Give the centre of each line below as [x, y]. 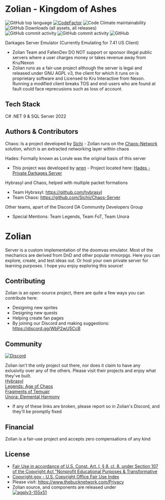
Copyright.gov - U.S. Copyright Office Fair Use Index [66, 476]
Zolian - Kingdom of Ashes [61, 9]
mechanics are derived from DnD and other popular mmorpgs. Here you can [82, 255]
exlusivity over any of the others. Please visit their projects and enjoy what [81, 371]
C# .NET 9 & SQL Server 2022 [36, 116]
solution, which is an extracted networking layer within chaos [67, 149]
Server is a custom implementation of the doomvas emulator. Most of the [79, 250]
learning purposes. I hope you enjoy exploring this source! [64, 266]
